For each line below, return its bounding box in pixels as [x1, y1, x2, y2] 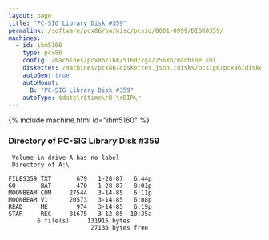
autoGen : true [22, 71, 70, 79]
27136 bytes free [90, 223, 149, 232]
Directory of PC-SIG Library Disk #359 [8, 135, 160, 146]
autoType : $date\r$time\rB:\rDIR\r [22, 94, 142, 102]
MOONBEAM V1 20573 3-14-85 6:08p [8, 195, 152, 204]
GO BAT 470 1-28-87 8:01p [8, 182, 152, 190]
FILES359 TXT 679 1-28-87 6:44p [8, 174, 152, 182]
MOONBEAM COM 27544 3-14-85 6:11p [8, 189, 152, 197]
